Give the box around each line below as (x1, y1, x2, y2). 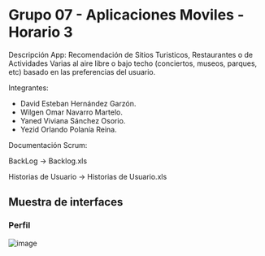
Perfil (8, 219, 31, 231)
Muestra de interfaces (8, 195, 124, 209)
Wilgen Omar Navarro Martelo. (20, 107, 124, 117)
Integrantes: (8, 83, 49, 93)
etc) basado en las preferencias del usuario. (8, 67, 156, 76)
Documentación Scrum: (8, 140, 88, 150)
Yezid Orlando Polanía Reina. (20, 124, 117, 134)
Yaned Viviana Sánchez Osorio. (20, 115, 126, 125)
